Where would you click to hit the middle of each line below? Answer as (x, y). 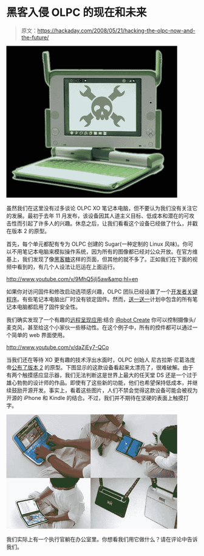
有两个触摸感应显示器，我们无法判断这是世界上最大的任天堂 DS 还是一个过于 (102, 375)
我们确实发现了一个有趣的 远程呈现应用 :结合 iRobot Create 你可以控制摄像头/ (101, 319)
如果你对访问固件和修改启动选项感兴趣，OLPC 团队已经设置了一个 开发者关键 (102, 291)
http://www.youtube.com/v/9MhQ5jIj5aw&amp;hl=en (72, 279)
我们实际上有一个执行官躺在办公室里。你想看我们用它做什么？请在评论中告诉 (102, 539)
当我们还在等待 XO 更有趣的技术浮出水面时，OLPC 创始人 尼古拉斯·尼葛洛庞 (101, 360)
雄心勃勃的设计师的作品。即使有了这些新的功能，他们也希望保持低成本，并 (99, 382)
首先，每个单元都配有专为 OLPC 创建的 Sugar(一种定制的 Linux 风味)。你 (97, 244)
